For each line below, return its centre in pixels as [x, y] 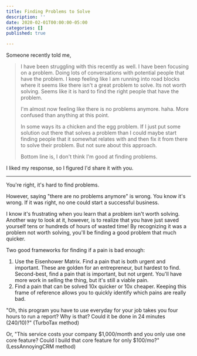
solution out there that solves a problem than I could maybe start [98, 133]
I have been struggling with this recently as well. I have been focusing [105, 67]
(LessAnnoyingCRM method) [41, 347]
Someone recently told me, [39, 55]
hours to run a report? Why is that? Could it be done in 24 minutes [86, 317]
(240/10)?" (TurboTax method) [43, 323]
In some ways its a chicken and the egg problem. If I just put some [100, 127]
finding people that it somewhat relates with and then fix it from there [104, 139]
